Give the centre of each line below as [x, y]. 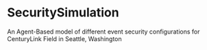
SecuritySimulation [63, 13]
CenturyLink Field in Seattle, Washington [64, 38]
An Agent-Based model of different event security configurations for [103, 32]
